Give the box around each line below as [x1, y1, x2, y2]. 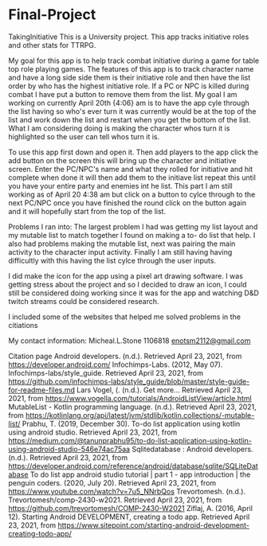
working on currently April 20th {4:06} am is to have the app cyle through [8, 98, 249, 107]
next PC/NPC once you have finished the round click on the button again [8, 197, 247, 208]
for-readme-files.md [8, 384, 76, 395]
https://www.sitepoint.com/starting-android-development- [57, 520, 249, 530]
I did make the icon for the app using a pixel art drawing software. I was [8, 271, 243, 280]
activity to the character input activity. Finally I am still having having [8, 247, 233, 256]
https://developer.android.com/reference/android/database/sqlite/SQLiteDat [8, 461, 259, 470]
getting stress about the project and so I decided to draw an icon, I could [8, 279, 247, 289]
